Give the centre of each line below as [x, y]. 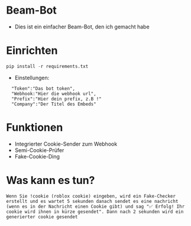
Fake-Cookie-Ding [37, 156]
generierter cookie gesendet [42, 217]
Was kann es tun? [51, 180]
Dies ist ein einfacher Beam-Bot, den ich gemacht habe [82, 27]
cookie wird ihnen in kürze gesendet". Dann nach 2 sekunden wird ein [95, 212]
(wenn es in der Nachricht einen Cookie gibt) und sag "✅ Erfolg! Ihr [96, 206]
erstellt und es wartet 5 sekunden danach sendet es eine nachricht [92, 201]
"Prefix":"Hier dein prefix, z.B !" [56, 99]
